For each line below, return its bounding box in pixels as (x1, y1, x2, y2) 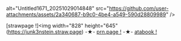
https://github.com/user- (109, 5, 169, 12)
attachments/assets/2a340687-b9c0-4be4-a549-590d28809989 (6, 11, 166, 18)
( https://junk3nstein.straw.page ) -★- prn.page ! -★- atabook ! (6, 28, 157, 35)
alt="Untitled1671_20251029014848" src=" (6, 5, 110, 12)
